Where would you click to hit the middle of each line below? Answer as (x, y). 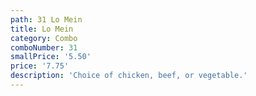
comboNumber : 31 (44, 47)
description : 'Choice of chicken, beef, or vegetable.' (129, 76)
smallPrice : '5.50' (51, 57)
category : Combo (44, 38)
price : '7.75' (40, 66)
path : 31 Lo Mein (46, 19)
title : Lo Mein (42, 29)
